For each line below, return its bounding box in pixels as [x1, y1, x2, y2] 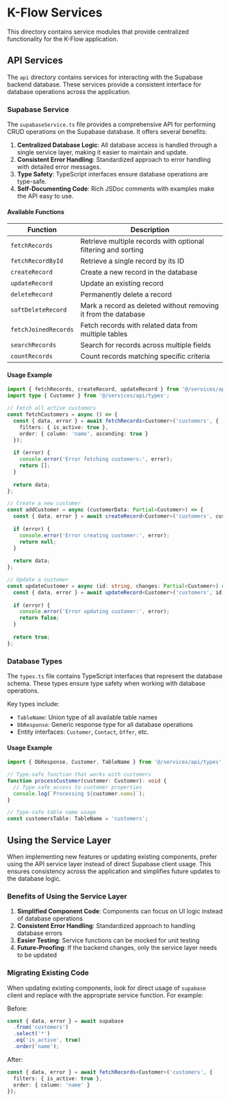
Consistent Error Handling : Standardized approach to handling [16, 922, 196, 930]
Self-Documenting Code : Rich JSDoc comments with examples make [16, 185, 214, 193]
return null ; [19, 538, 57, 545]
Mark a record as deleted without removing [80, 301, 219, 310]
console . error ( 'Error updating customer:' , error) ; [19, 608, 170, 615]
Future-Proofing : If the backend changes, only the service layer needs [16, 944, 218, 952]
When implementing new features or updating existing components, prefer [7, 853, 218, 861]
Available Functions [7, 207, 65, 216]
